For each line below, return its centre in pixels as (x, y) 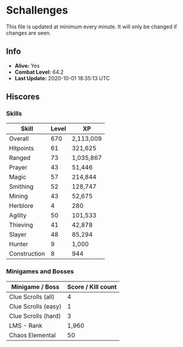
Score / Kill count (92, 287)
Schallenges (37, 10)
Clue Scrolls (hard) (35, 316)
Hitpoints (21, 148)
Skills (14, 114)
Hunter (19, 244)
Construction (27, 254)
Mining (19, 197)
